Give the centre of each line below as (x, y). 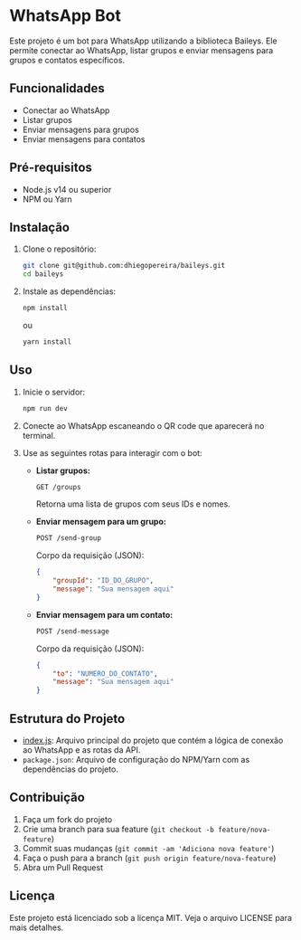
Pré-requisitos (51, 168)
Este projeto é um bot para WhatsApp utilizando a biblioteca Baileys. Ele (143, 41)
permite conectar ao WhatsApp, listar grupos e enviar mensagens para (141, 50)
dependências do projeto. (71, 769)
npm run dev (45, 408)
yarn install (47, 342)
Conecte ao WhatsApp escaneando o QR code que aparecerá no (143, 425)
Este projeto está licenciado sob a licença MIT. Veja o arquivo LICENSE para (150, 917)
